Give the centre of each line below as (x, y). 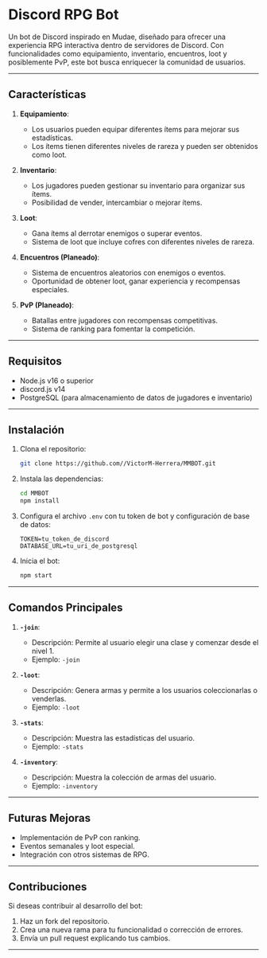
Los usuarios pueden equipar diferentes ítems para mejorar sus (135, 129)
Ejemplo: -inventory (64, 785)
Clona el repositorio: (53, 449)
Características (47, 94)
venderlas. (49, 698)
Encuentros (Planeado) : (60, 257)
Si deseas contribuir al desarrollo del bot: (75, 906)
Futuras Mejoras (50, 818)
